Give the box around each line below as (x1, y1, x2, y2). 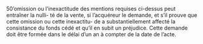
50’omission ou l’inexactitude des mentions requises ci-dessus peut (6, 5, 176, 12)
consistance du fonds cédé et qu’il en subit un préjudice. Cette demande (6, 24, 188, 31)
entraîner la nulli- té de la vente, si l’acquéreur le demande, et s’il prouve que (6, 11, 198, 19)
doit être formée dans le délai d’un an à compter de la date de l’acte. (6, 31, 177, 38)
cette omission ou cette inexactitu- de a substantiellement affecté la (6, 18, 176, 25)
